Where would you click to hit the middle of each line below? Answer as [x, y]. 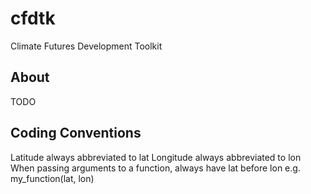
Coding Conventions [76, 133]
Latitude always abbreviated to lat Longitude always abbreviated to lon [156, 157]
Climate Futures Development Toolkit [86, 46]
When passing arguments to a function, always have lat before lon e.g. [155, 168]
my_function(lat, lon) [52, 178]
